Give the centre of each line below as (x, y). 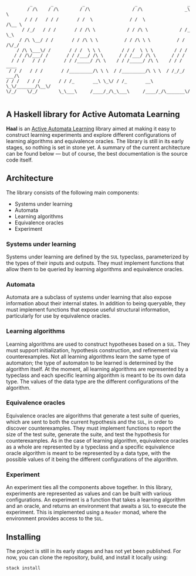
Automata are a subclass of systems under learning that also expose (89, 297)
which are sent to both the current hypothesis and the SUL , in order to (89, 422)
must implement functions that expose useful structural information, (88, 310)
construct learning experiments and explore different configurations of (91, 134)
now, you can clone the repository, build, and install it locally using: (87, 557)
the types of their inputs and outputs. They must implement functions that (95, 263)
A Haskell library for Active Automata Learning (93, 114)
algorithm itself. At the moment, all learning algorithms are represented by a (97, 369)
